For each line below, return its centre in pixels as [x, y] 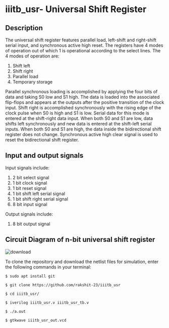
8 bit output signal [31, 224]
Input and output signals [44, 155]
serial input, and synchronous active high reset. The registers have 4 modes [84, 45]
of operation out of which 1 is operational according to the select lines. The [83, 51]
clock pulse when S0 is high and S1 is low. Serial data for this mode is [77, 113]
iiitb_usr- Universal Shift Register [76, 9]
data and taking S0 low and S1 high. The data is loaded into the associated [82, 97]
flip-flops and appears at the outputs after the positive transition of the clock [85, 102]
